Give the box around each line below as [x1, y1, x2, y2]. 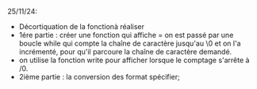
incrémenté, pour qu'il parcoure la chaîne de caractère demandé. [18, 47, 232, 56]
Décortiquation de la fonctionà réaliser [18, 22, 144, 31]
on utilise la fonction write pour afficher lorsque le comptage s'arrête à [18, 55, 250, 65]
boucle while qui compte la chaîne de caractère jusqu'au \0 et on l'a [18, 39, 241, 48]
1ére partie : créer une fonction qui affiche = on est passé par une [18, 31, 234, 39]
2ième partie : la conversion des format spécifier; [18, 72, 180, 81]
